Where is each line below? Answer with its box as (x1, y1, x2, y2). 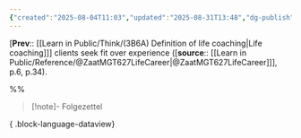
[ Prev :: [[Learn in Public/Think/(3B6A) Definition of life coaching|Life (9, 38, 262, 48)
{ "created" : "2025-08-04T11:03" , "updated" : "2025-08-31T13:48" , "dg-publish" (9, 13, 295, 22)
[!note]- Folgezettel (30, 100, 103, 112)
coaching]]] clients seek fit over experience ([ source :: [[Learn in (9, 47, 247, 58)
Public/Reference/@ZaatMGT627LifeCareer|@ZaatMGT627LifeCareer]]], (9, 56, 278, 67)
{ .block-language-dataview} (9, 118, 116, 129)
